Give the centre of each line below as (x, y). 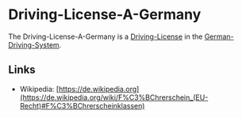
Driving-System (34, 44)
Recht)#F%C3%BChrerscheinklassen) (82, 105)
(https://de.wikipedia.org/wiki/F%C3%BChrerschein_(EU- (114, 97)
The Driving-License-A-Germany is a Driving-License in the (106, 36)
